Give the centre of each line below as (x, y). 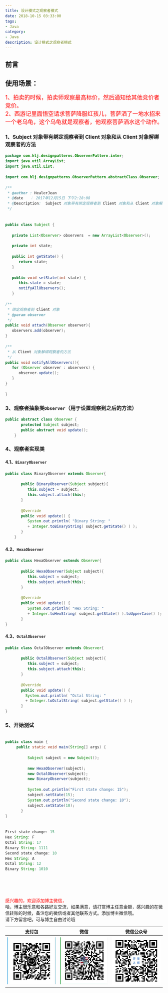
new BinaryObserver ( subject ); (59, 779)
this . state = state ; (40, 283)
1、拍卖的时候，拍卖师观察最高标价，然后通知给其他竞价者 (82, 98)
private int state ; (32, 246)
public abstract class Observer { (41, 419)
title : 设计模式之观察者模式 (32, 11)
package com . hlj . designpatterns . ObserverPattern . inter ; (64, 156)
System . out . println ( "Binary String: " (69, 521)
